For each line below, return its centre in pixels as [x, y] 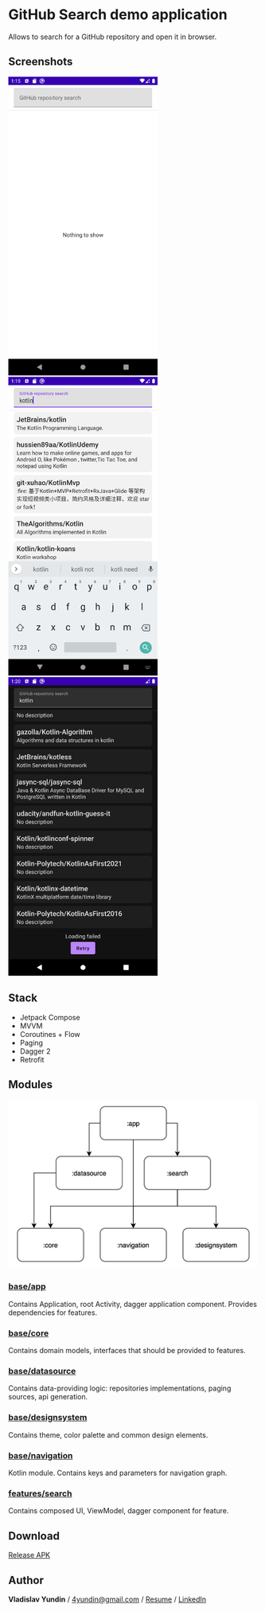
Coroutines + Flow [50, 1034]
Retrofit [32, 1059]
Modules [31, 1084]
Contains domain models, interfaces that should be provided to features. [127, 1351]
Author [26, 1580]
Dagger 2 [35, 1051]
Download [34, 1536]
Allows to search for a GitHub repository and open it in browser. [113, 37]
